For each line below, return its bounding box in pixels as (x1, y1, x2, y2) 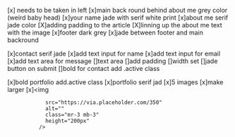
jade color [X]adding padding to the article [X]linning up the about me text (7, 21, 222, 29)
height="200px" (44, 117, 90, 124)
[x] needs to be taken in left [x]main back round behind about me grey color (7, 6, 228, 14)
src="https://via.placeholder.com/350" (44, 99, 162, 106)
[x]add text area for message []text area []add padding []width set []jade (7, 57, 218, 65)
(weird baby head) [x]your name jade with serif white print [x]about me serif (7, 13, 229, 22)
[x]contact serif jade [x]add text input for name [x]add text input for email (7, 49, 221, 58)
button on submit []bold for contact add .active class (7, 65, 160, 72)
